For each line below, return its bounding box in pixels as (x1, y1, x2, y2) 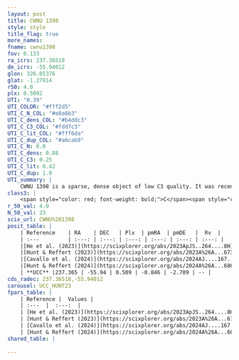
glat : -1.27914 (7, 76, 53, 84)
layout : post (7, 10, 46, 18)
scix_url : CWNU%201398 (7, 216, 75, 223)
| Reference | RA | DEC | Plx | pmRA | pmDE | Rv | (20, 229, 221, 236)
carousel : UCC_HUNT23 (7, 282, 72, 289)
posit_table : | (7, 222, 53, 230)
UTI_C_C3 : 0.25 (7, 156, 53, 164)
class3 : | (7, 190, 37, 197)
